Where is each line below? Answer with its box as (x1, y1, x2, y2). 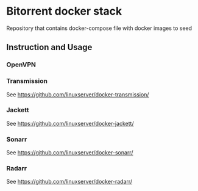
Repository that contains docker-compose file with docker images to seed (6, 24, 193, 32)
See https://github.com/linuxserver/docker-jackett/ (6, 120, 134, 127)
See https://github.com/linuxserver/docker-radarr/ (6, 178, 133, 186)
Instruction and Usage (6, 42, 93, 52)
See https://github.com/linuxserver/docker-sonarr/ (6, 149, 133, 156)
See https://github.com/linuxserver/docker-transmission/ (6, 90, 149, 98)
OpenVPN (6, 60, 37, 69)
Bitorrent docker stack (6, 4, 122, 18)
